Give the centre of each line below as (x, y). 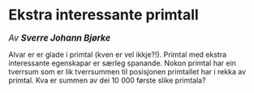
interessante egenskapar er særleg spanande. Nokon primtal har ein (123, 63)
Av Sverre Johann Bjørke (60, 38)
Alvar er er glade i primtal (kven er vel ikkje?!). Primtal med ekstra (118, 54)
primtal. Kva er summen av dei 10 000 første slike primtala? (107, 80)
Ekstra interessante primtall (103, 15)
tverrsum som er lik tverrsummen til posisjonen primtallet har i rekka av (127, 71)
